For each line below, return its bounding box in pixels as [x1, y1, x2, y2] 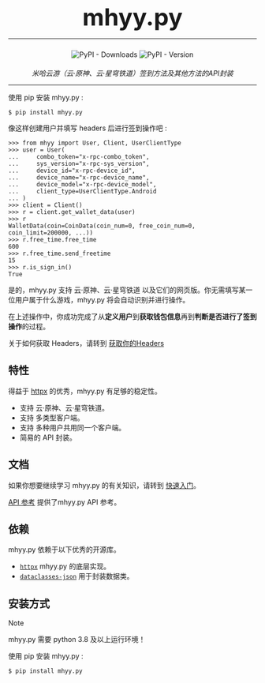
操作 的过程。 [8, 322, 50, 331]
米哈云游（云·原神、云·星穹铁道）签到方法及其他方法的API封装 [31, 69, 234, 77]
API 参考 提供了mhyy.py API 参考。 [8, 497, 121, 507]
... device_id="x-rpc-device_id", [8, 167, 136, 175]
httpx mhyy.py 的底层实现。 [19, 561, 111, 571]
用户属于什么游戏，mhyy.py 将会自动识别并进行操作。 [14, 295, 190, 304]
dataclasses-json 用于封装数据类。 [19, 572, 134, 581]
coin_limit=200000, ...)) [8, 229, 93, 237]
